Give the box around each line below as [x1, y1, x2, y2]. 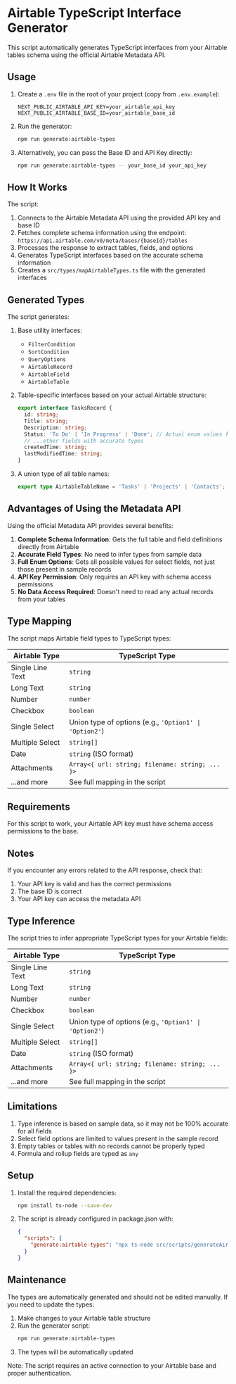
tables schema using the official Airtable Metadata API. [7, 51, 166, 59]
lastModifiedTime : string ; [24, 451, 103, 458]
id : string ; [24, 411, 59, 418]
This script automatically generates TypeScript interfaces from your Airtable [7, 43, 228, 51]
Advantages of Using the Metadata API [7, 503, 181, 515]
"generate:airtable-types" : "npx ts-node [30, 1241, 153, 1249]
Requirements [7, 800, 70, 812]
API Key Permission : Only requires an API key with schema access [17, 572, 212, 581]
